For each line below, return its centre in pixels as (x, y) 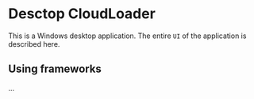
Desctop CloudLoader (82, 14)
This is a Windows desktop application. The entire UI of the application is (127, 36)
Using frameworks (55, 69)
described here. (34, 44)
